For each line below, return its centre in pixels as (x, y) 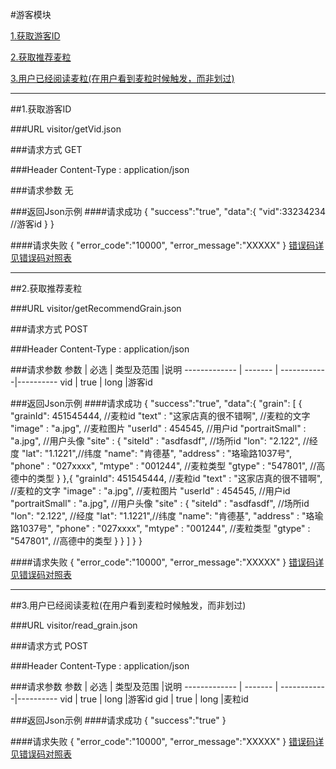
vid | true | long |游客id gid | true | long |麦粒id (154, 699)
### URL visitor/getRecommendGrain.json (96, 308)
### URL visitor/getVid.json (66, 129)
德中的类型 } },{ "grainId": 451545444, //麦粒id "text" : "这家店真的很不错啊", (166, 478)
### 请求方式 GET (46, 149)
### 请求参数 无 (42, 190)
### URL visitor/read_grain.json (74, 625)
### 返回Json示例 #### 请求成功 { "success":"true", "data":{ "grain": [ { (156, 403)
